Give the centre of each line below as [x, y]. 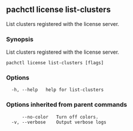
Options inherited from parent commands [67, 104]
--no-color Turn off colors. [60, 117]
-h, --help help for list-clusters [58, 90]
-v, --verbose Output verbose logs [59, 122]
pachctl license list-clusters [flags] [55, 63]
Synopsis [20, 39]
